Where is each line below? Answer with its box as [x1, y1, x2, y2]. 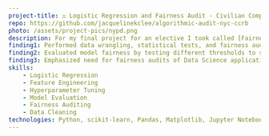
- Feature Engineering [22, 78, 98, 86]
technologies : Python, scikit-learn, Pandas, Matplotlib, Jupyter [8, 116, 235, 124]
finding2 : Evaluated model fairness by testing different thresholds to [8, 49, 256, 57]
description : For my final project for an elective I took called [8, 34, 235, 42]
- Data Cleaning [22, 109, 78, 117]
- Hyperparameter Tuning [22, 86, 106, 94]
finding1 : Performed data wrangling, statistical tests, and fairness [8, 42, 249, 50]
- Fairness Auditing [22, 101, 91, 109]
